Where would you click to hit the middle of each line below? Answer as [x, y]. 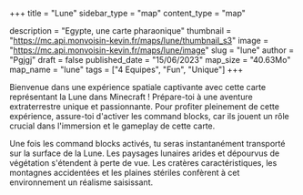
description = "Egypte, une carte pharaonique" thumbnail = [121, 31]
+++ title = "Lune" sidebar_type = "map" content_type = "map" [127, 13]
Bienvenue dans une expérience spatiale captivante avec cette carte [138, 87]
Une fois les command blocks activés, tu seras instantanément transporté [147, 144]
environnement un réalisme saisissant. [81, 182]
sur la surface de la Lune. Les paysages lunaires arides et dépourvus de [145, 153]
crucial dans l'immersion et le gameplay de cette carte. [112, 126]
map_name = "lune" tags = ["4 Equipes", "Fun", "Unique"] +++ [126, 69]
